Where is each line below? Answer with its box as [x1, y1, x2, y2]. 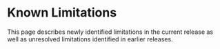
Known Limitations [7, 5, 117, 21]
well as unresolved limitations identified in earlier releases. [7, 35, 174, 43]
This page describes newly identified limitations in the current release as [7, 28, 214, 36]
